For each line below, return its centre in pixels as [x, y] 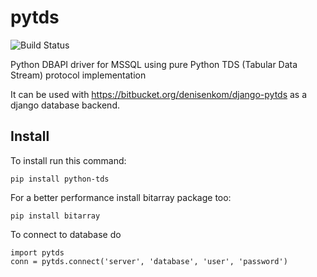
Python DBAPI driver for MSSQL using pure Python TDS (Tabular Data [154, 64]
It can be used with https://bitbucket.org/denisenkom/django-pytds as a [159, 94]
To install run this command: [68, 160]
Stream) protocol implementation [78, 75]
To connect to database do [66, 234]
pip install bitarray [55, 216]
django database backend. [65, 105]
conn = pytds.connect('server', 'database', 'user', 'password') [149, 261]
